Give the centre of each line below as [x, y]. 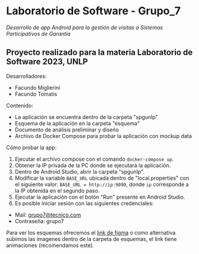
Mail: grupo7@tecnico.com [48, 215]
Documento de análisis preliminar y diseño [67, 130]
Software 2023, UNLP [47, 62]
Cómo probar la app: [31, 148]
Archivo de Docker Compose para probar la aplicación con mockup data [103, 136]
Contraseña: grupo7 [39, 221]
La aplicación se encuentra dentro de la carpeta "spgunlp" [86, 117]
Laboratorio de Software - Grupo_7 [94, 11]
